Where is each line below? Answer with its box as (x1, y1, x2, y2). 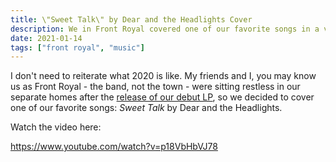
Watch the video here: (10, 121, 102, 133)
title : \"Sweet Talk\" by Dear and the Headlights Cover (10, 14, 253, 25)
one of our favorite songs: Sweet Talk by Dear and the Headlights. (10, 102, 283, 114)
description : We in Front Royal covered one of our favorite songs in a (10, 24, 320, 34)
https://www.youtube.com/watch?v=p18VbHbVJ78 (10, 141, 218, 153)
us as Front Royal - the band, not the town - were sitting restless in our (10, 81, 301, 93)
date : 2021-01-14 (10, 33, 83, 43)
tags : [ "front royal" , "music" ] (10, 42, 145, 53)
